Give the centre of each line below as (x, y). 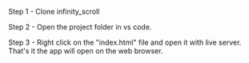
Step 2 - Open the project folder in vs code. (80, 27)
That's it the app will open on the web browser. (86, 51)
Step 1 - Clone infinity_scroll (54, 12)
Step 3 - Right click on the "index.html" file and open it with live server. (125, 42)
